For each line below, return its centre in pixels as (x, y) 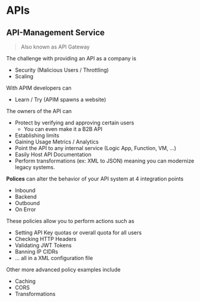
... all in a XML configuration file (54, 258)
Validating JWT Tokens (43, 245)
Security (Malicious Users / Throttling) (62, 70)
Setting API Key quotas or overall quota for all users (78, 233)
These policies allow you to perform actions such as (70, 221)
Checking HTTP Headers (45, 239)
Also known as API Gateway (55, 47)
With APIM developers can (39, 88)
